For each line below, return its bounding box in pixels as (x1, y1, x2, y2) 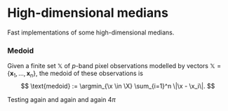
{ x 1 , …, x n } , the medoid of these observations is (7, 69, 144, 79)
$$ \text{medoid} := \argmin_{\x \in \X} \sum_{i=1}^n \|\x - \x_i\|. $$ (20, 82, 215, 91)
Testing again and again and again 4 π (7, 96, 116, 104)
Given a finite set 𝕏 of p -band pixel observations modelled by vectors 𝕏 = (7, 62, 222, 70)
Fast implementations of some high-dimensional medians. (7, 28, 175, 37)
